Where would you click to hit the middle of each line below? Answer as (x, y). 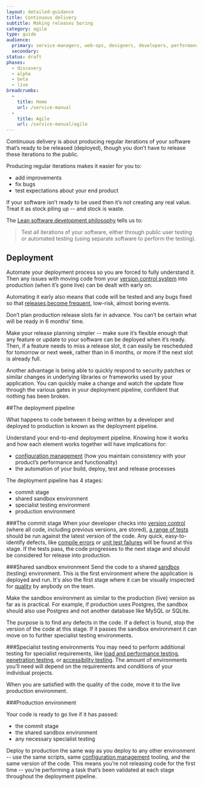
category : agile (27, 29)
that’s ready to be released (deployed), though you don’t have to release (96, 148)
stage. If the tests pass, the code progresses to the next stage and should (98, 548)
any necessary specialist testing (55, 739)
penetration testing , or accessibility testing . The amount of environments (97, 660)
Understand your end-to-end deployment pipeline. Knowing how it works (97, 437)
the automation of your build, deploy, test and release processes (95, 469)
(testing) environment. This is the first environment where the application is (100, 573)
